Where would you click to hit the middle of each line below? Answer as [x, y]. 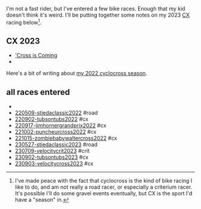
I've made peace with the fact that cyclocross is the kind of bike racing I [103, 181]
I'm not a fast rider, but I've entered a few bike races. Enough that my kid [96, 9]
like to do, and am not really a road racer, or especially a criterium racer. [103, 187]
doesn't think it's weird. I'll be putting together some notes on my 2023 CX [98, 15]
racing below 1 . [24, 22]
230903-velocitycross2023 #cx [54, 164]
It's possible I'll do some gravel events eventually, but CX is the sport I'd [103, 193]
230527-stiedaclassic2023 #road [56, 145]
